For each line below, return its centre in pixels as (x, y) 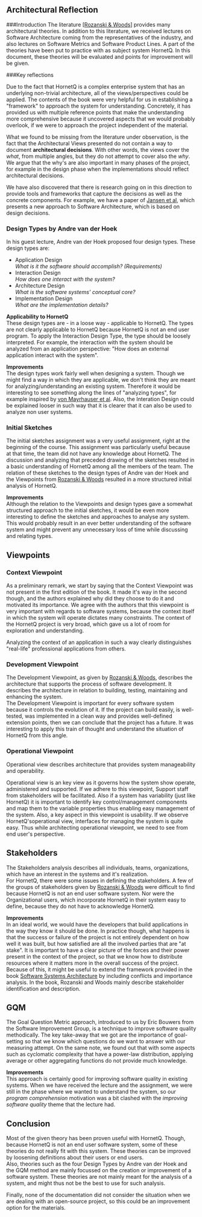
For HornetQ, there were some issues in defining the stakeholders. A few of (100, 881)
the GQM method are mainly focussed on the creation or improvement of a (99, 1170)
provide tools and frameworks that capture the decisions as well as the (94, 194)
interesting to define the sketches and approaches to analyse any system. (98, 517)
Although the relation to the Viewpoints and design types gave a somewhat (99, 504)
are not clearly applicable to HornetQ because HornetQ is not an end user (98, 330)
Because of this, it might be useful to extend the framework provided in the (99, 969)
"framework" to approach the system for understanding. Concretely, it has (99, 106)
